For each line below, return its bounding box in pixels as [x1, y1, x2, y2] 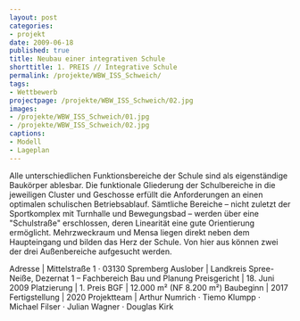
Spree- [248, 263, 275, 274]
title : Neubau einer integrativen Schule [9, 54, 166, 63]
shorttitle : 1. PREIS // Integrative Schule [9, 63, 178, 72]
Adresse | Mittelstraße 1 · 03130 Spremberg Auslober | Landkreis [9, 263, 247, 274]
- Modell [9, 137, 42, 146]
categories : [9, 21, 54, 30]
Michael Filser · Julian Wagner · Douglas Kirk [9, 300, 174, 312]
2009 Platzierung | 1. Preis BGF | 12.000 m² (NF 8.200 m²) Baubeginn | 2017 [9, 282, 288, 292]
